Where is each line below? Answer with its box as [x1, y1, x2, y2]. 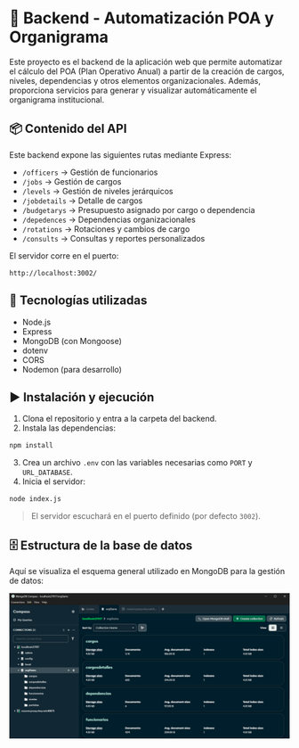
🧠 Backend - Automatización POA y [9, 8, 274, 29]
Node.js [21, 316, 52, 327]
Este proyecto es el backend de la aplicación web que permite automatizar [9, 56, 283, 67]
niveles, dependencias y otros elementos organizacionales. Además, [9, 75, 261, 86]
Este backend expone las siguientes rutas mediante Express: [9, 149, 232, 160]
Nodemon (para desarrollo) [21, 364, 123, 374]
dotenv [21, 345, 49, 356]
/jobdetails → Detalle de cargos [21, 195, 143, 206]
